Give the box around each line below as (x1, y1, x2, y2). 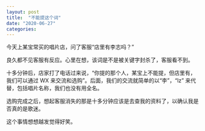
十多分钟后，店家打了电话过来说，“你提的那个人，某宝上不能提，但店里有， (6, 69, 196, 77)
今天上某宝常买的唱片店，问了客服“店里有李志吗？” (6, 43, 134, 51)
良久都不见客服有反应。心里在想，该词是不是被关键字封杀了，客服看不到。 (6, 56, 193, 64)
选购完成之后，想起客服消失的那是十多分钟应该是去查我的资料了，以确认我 (6, 97, 193, 105)
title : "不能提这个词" (6, 15, 61, 21)
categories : (6, 26, 37, 32)
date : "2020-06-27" (6, 20, 56, 26)
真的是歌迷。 (11, 105, 44, 113)
